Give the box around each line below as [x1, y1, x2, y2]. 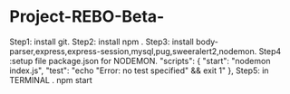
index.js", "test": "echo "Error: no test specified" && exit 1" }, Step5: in [9, 65, 269, 76]
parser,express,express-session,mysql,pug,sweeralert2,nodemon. [9, 45, 257, 56]
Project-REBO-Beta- [9, 6, 165, 27]
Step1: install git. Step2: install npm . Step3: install [9, 36, 195, 47]
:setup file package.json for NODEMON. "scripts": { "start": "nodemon [9, 55, 271, 66]
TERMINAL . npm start [9, 74, 92, 85]
